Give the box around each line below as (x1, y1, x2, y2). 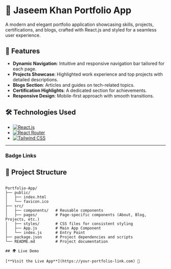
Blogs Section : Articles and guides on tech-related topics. (12, 82, 135, 88)
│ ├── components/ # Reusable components (5, 208, 103, 213)
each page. (12, 65, 37, 72)
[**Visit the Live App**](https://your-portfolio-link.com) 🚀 (5, 259, 140, 264)
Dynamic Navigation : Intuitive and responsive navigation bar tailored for (12, 60, 164, 66)
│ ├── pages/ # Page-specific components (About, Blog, (5, 213, 147, 218)
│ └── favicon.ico (5, 199, 49, 205)
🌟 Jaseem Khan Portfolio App (5, 5, 132, 16)
